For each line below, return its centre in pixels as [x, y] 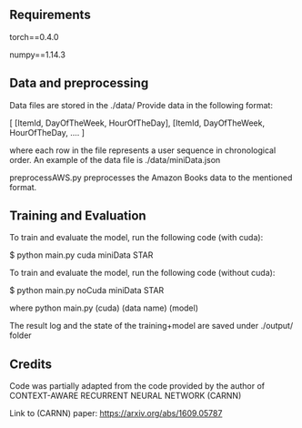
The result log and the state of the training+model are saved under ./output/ [151, 326]
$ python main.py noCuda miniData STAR [87, 290]
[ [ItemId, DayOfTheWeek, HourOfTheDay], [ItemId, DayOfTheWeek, [137, 123]
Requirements [50, 15]
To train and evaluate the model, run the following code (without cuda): [142, 273]
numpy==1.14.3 [38, 55]
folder [20, 335]
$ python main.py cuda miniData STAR [81, 255]
